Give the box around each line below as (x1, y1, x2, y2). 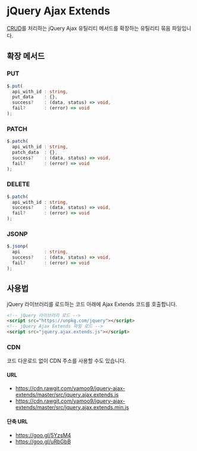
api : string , (12, 249, 68, 255)
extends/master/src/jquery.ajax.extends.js (15, 391, 119, 398)
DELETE (7, 180, 30, 188)
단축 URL (7, 418, 29, 425)
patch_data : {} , (12, 149, 58, 155)
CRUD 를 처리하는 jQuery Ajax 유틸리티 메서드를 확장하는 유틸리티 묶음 (7, 24, 171, 32)
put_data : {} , (12, 94, 58, 100)
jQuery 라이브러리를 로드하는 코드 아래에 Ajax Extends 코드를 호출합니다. (7, 300, 177, 307)
